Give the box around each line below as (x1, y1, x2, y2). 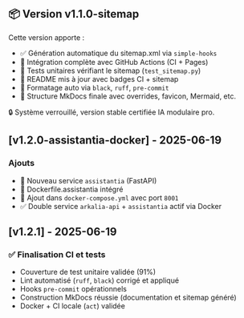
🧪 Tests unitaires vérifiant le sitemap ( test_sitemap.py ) (19, 66, 201, 75)
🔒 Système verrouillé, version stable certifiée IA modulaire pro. (8, 107, 215, 117)
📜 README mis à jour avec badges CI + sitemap (19, 74, 179, 83)
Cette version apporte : (8, 32, 85, 42)
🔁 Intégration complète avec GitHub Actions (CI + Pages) (19, 57, 209, 66)
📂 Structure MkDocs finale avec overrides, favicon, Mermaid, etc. (19, 91, 237, 101)
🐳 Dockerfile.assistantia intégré (19, 184, 124, 194)
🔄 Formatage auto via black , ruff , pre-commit (19, 83, 169, 92)
